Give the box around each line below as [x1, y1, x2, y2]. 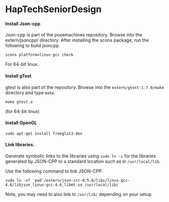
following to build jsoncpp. [5, 43, 61, 49]
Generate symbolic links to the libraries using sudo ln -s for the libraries [5, 153, 156, 159]
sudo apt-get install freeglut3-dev [5, 131, 82, 136]
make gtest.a [5, 99, 33, 104]
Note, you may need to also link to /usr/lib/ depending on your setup [5, 191, 152, 197]
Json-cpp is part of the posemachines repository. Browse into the [5, 32, 143, 38]
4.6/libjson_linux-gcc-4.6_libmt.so [5, 182, 82, 187]
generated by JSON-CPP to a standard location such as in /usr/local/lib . [5, 158, 161, 164]
